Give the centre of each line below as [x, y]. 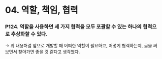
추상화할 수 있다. [29, 34]
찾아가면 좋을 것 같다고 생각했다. [49, 52]
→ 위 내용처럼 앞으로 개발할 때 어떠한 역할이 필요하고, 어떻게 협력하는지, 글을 [79, 46]
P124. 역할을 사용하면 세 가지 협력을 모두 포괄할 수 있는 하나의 [73, 27]
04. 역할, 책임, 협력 [42, 10]
